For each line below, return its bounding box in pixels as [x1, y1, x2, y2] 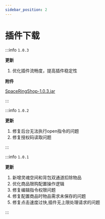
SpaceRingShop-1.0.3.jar [5, 88, 56, 94]
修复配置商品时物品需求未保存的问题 [12, 193, 86, 199]
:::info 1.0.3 [5, 47, 29, 53]
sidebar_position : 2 [5, 7, 48, 12]
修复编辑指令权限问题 [12, 187, 56, 193]
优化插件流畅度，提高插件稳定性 [12, 67, 77, 73]
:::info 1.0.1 [5, 154, 29, 160]
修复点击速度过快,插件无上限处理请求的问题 [12, 199, 100, 205]
